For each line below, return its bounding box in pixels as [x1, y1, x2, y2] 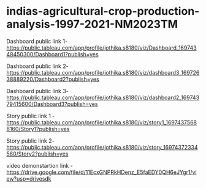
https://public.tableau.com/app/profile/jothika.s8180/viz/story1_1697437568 [6, 118, 197, 126]
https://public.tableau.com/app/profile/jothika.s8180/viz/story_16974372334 [6, 143, 198, 151]
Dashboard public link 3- [6, 87, 69, 94]
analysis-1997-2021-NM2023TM [6, 17, 178, 31]
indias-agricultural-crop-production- [6, 4, 200, 18]
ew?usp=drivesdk [6, 175, 51, 182]
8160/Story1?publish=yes [6, 125, 70, 132]
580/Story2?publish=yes [6, 150, 69, 157]
